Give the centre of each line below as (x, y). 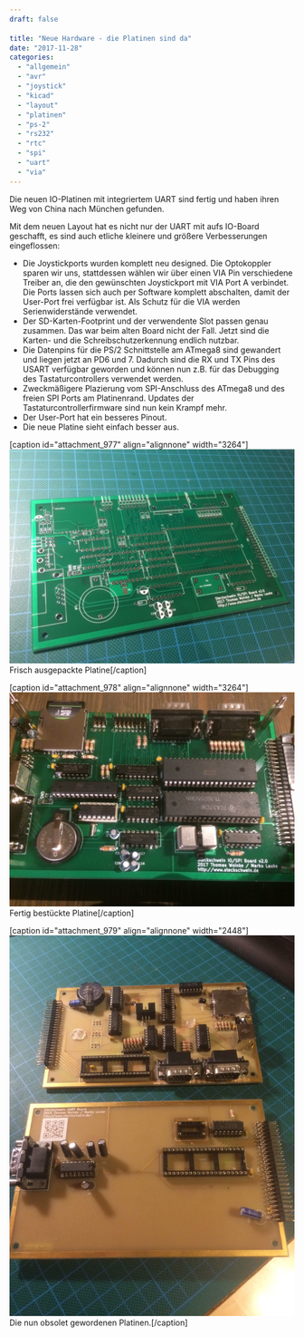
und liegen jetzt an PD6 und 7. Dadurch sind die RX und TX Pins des (149, 359)
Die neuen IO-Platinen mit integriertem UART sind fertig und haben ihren (144, 199)
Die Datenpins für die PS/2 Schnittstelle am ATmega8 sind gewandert (152, 350)
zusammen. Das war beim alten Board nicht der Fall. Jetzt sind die (146, 330)
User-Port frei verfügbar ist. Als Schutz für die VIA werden (131, 301)
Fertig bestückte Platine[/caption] (72, 913)
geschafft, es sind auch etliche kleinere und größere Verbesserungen (138, 236)
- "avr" (32, 77)
